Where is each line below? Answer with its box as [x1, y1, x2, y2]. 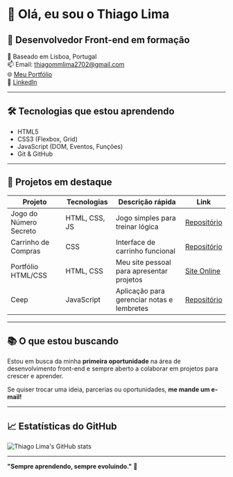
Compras [10, 246, 41, 256]
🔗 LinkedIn [7, 78, 37, 86]
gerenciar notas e [115, 295, 173, 305]
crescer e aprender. [7, 372, 64, 380]
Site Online [184, 266, 221, 275]
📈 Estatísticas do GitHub [7, 420, 117, 432]
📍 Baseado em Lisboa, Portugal [7, 52, 97, 60]
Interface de [115, 237, 156, 247]
